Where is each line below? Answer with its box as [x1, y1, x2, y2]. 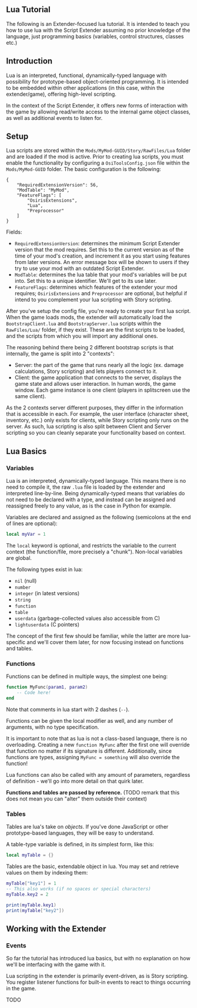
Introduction [6, 56, 53, 66]
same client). [14, 393, 46, 400]
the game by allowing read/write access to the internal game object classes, [6, 108, 191, 115]
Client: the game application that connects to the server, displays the [14, 374, 182, 381]
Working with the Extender [6, 923, 106, 934]
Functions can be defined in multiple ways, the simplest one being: [6, 673, 168, 680]
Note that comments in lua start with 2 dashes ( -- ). [6, 706, 130, 713]
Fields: [6, 229, 22, 236]
